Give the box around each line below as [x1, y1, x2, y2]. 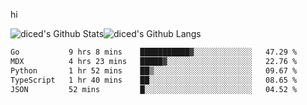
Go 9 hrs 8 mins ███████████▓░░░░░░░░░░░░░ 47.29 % [10, 47, 298, 57]
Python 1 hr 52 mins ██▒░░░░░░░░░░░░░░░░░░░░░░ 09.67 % [10, 65, 298, 76]
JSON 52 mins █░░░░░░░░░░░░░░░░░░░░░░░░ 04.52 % [10, 84, 298, 94]
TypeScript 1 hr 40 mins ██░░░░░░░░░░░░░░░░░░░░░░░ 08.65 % [10, 75, 298, 85]
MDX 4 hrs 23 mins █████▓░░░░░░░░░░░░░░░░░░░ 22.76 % [10, 56, 298, 66]
